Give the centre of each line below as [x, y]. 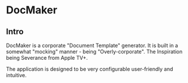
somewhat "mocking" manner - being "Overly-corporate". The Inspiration [94, 52]
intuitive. [16, 75]
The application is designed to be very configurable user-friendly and [90, 69]
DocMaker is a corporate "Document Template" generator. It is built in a [92, 45]
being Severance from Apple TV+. [47, 58]
